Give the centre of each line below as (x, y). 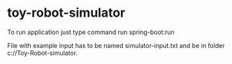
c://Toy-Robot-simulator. (43, 53)
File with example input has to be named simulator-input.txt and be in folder (116, 45)
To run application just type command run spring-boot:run (91, 32)
